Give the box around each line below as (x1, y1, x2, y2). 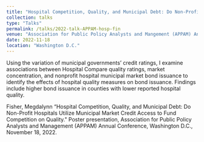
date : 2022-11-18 (6, 37, 50, 43)
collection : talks (6, 15, 53, 21)
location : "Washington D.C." (6, 43, 80, 49)
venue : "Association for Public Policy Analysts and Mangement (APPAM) (6, 31, 191, 37)
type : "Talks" (6, 20, 42, 26)
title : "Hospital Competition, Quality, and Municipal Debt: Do (6, 8, 172, 15)
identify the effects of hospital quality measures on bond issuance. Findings (6, 78, 196, 85)
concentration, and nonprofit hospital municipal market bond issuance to (6, 72, 188, 79)
